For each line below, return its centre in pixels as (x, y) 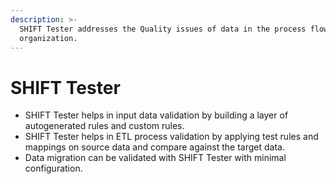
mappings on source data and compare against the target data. (154, 147)
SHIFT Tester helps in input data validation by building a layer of (156, 115)
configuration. (53, 168)
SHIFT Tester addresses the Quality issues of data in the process (163, 29)
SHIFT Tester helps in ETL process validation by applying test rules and (171, 137)
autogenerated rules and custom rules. (104, 126)
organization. (48, 38)
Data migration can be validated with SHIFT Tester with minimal (155, 158)
